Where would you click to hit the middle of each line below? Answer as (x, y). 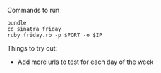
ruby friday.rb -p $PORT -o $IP (55, 35)
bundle (17, 23)
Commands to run (34, 10)
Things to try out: (32, 48)
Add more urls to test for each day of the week (85, 62)
